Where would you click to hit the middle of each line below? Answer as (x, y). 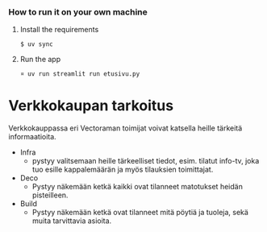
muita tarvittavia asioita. (72, 221)
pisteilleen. (50, 195)
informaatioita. (32, 137)
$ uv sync (37, 44)
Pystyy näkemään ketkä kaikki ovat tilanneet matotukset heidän (138, 187)
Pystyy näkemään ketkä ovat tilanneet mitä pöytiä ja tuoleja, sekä (140, 213)
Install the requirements (59, 30)
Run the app (40, 60)
